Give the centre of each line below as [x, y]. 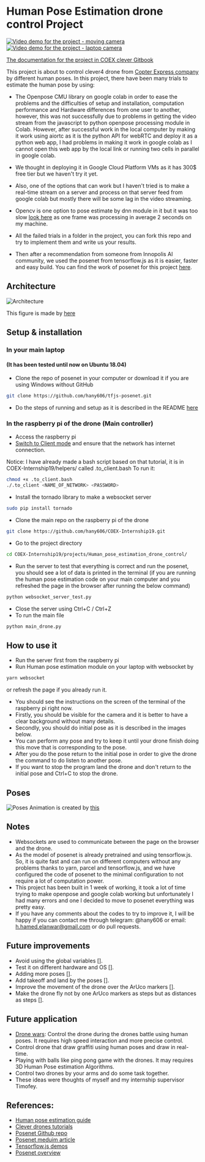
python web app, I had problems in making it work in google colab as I [103, 142]
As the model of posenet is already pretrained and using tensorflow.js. [104, 854]
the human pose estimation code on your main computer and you [98, 579]
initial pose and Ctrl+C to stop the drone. [66, 774]
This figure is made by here [41, 313]
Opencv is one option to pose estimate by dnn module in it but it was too [106, 211]
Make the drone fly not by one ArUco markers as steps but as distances [106, 993]
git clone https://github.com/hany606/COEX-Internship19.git [86, 532]
